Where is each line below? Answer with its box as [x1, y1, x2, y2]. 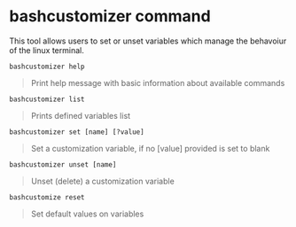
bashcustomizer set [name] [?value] [9, 127, 144, 137]
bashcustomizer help [9, 62, 86, 71]
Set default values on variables [30, 208, 144, 219]
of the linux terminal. [9, 44, 84, 55]
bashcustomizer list [9, 95, 86, 104]
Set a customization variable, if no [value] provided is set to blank [30, 143, 270, 153]
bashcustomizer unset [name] [9, 160, 117, 169]
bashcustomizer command [9, 6, 211, 27]
